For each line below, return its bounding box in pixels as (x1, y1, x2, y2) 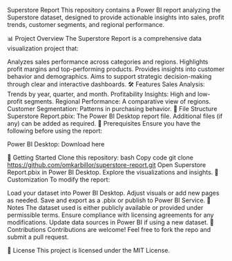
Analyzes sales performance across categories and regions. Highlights (7, 58, 209, 66)
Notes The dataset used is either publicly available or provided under (7, 204, 204, 211)
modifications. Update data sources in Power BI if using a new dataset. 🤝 (7, 218, 214, 226)
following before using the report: (7, 127, 102, 135)
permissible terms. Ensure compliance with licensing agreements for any (7, 211, 214, 219)
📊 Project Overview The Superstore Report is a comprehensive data (7, 35, 202, 42)
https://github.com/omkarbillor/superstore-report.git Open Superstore (7, 161, 206, 168)
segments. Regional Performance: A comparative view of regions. (23, 97, 211, 106)
